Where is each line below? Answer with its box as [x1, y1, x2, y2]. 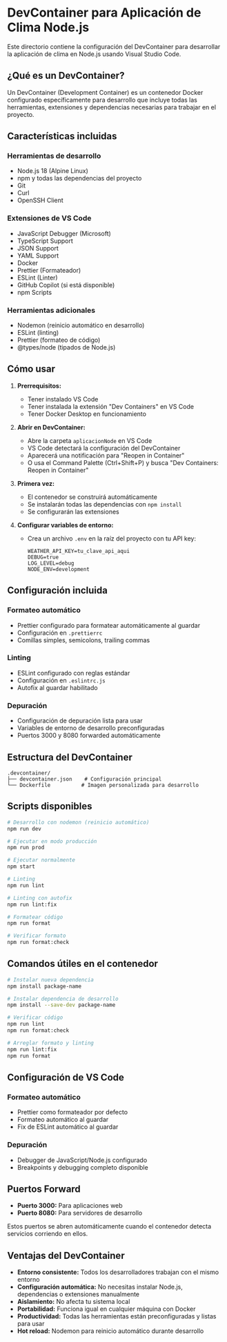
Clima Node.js [7, 19, 90, 35]
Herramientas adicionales [7, 305, 95, 315]
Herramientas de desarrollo [7, 151, 101, 161]
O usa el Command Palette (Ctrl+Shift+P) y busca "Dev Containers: [27, 458, 219, 466]
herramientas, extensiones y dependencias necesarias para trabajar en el [7, 102, 216, 111]
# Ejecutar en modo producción [7, 837, 97, 845]
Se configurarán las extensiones [27, 507, 119, 516]
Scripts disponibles [7, 801, 92, 813]
